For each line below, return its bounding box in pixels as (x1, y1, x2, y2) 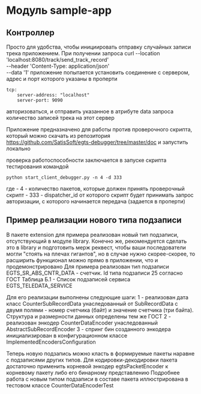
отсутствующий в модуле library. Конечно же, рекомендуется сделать (6, 237, 187, 245)
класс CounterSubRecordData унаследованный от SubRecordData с (6, 300, 178, 307)
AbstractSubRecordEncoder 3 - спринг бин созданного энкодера (6, 325, 171, 333)
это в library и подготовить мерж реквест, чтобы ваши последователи (6, 243, 186, 251)
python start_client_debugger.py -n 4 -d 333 (6, 175, 122, 181)
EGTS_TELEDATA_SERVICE (6, 282, 73, 289)
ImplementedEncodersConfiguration (6, 338, 96, 345)
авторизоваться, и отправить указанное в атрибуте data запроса (6, 108, 174, 115)
